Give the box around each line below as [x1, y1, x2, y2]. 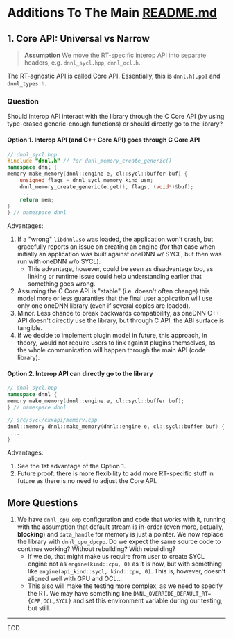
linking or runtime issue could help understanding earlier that [27, 272, 202, 281]
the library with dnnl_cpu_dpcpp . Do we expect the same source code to [17, 537, 221, 546]
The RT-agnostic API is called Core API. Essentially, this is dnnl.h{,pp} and [7, 72, 221, 80]
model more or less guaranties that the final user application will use [17, 294, 213, 303]
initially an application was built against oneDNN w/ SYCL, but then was [17, 250, 222, 259]
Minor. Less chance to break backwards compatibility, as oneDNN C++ [17, 309, 221, 318]
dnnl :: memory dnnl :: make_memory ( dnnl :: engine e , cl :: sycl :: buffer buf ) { [7, 423, 225, 430]
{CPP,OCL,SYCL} [27, 598, 71, 605]
